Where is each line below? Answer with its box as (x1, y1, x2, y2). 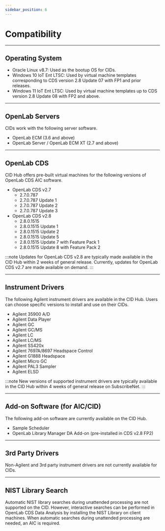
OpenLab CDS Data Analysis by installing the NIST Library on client (5, 510, 141, 516)
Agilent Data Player (12, 316, 52, 322)
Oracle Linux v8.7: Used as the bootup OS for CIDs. (12, 67, 116, 73)
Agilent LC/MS (12, 337, 42, 343)
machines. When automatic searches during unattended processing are (5, 515, 150, 521)
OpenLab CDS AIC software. (5, 177, 63, 183)
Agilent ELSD (12, 368, 39, 374)
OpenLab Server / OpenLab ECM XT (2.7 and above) (12, 140, 119, 146)
